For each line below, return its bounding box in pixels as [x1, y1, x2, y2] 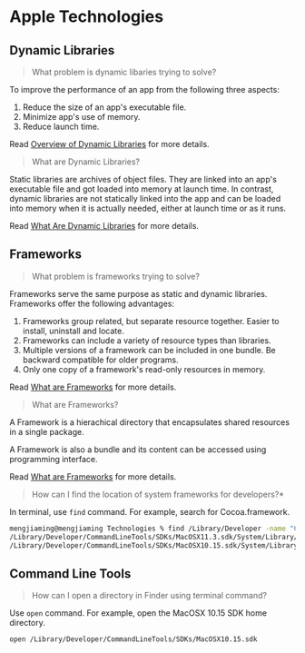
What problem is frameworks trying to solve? [31, 271, 200, 282]
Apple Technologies [9, 6, 164, 27]
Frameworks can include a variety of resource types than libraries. [22, 334, 271, 346]
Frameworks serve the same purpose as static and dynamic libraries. [9, 288, 268, 299]
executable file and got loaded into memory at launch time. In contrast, [9, 183, 274, 194]
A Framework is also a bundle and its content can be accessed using [9, 443, 267, 455]
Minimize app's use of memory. [22, 112, 141, 122]
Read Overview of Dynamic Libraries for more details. [9, 139, 211, 149]
